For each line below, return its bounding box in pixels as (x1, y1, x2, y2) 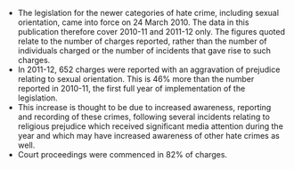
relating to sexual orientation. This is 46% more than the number (17, 74, 255, 84)
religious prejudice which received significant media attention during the (17, 121, 283, 132)
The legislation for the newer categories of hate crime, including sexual (17, 8, 279, 18)
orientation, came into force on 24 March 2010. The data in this (17, 17, 249, 28)
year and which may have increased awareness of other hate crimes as (17, 131, 281, 141)
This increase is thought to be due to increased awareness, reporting (17, 102, 272, 112)
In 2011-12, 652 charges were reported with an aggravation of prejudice (17, 64, 281, 75)
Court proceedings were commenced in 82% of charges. (17, 149, 228, 159)
